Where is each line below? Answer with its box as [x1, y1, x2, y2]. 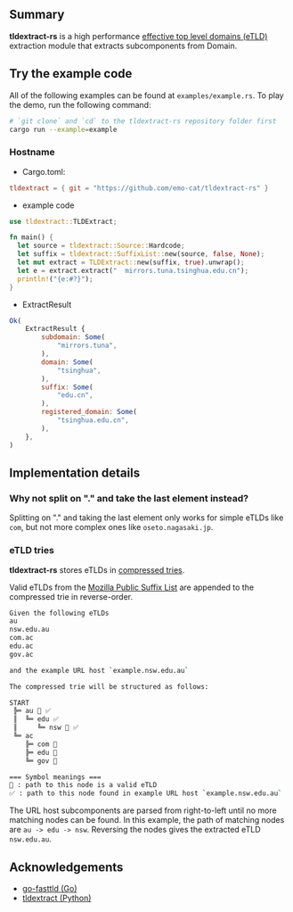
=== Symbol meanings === [9, 772, 102, 782]
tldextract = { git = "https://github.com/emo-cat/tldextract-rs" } [9, 183, 269, 193]
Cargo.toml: [21, 166, 66, 177]
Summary [9, 7, 65, 22]
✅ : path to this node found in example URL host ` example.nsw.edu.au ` [9, 789, 282, 798]
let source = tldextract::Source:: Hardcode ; [17, 241, 185, 251]
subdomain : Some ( [41, 333, 105, 342]
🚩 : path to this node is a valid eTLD [9, 781, 158, 790]
